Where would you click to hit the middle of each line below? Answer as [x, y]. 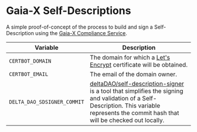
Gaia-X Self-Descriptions [69, 11]
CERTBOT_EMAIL [29, 74]
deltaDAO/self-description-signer [137, 84]
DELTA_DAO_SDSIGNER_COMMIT [47, 102]
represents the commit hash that [135, 113]
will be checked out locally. [127, 120]
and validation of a [115, 98]
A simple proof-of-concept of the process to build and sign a [80, 27]
